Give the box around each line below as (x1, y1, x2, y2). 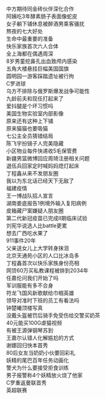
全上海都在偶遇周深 (6, 50, 54, 57)
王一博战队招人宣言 (6, 192, 54, 199)
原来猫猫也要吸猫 (6, 125, 48, 132)
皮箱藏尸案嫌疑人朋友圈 (6, 207, 64, 214)
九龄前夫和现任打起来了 (6, 95, 64, 102)
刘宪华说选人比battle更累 (6, 222, 67, 229)
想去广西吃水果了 (6, 230, 48, 236)
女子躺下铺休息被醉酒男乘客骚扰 (6, 20, 85, 27)
